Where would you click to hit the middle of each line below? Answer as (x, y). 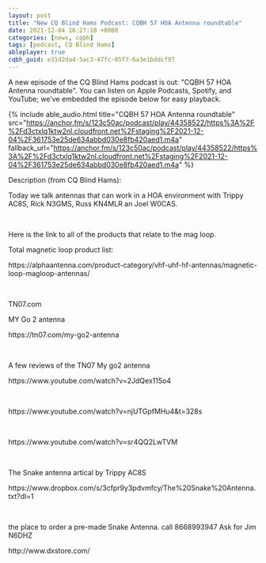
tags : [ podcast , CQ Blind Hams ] (61, 45)
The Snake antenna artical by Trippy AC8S (77, 472)
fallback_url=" (31, 148)
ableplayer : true (37, 52)
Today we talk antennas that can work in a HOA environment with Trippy (126, 195)
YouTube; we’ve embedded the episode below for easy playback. (115, 99)
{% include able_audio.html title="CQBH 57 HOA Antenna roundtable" (122, 114)
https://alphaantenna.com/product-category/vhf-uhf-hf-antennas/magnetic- (133, 265)
